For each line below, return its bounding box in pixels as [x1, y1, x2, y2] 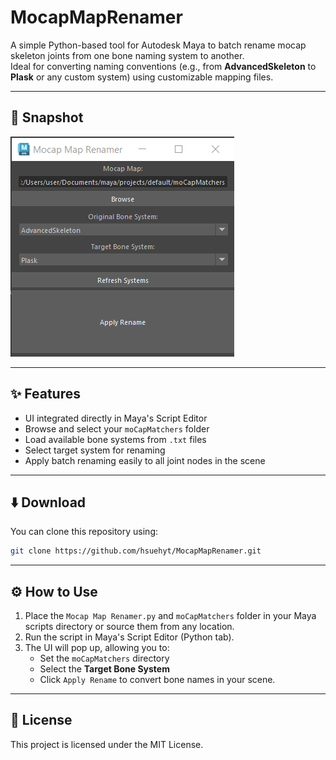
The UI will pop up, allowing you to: [24, 642, 170, 654]
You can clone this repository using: [10, 526, 159, 538]
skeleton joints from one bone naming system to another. [10, 49, 245, 61]
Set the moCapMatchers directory [39, 652, 170, 665]
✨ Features [10, 386, 81, 403]
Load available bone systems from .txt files [24, 433, 207, 445]
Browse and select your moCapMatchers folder [24, 422, 210, 435]
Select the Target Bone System [39, 663, 170, 675]
